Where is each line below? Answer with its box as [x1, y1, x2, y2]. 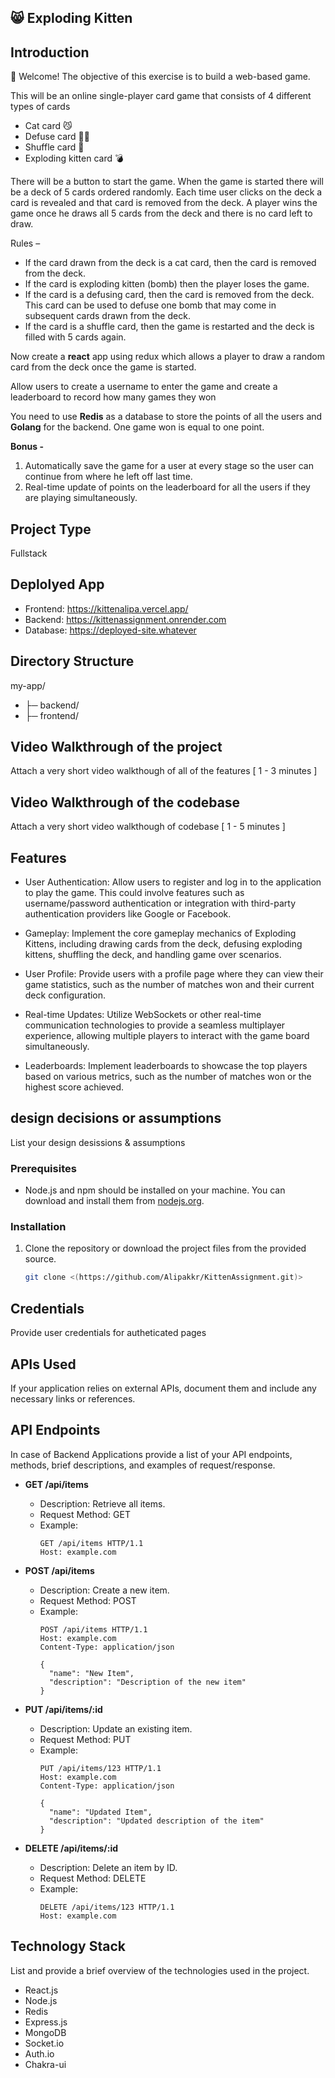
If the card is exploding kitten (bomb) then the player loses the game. [24, 278, 310, 290]
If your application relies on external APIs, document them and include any [10, 1382, 317, 1394]
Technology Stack [10, 1938, 126, 1955]
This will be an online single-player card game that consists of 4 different [10, 90, 312, 102]
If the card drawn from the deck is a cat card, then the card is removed [24, 257, 317, 269]
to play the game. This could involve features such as [24, 887, 245, 899]
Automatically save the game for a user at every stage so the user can [24, 460, 314, 472]
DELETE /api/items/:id [24, 1842, 119, 1854]
